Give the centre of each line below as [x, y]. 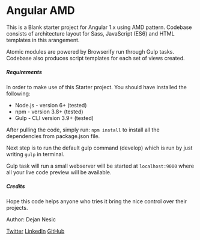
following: [18, 93]
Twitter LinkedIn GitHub [35, 231]
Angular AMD [41, 11]
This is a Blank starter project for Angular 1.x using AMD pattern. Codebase [99, 27]
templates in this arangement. [43, 40]
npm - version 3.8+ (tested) [49, 112]
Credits [16, 186]
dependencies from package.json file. [53, 136]
